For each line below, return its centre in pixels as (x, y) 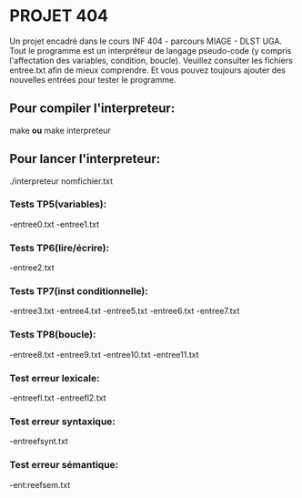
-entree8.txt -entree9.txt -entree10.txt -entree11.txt (104, 354)
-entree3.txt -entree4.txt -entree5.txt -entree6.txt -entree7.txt (125, 311)
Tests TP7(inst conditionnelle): (79, 291)
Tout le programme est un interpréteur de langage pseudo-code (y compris (151, 50)
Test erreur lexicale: (55, 378)
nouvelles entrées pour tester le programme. (93, 79)
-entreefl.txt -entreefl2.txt (58, 398)
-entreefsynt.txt (39, 442)
